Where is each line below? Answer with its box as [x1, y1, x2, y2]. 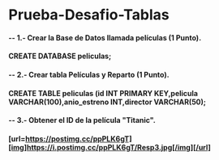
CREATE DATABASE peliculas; [8, 51, 112, 61]
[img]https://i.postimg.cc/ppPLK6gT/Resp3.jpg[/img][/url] [8, 142, 211, 152]
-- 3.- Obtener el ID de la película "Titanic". [8, 116, 156, 125]
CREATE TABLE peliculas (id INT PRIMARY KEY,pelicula [8, 88, 199, 98]
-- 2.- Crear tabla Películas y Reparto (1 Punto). [8, 69, 170, 79]
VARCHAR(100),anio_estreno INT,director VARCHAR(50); [8, 97, 207, 107]
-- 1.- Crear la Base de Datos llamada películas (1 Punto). [8, 32, 202, 42]
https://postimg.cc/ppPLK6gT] [25, 133, 132, 143]
